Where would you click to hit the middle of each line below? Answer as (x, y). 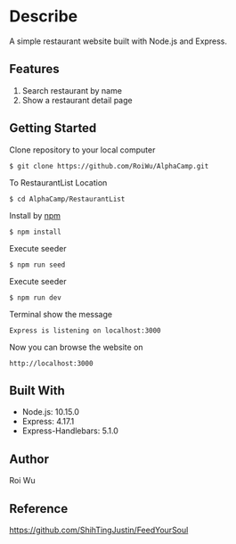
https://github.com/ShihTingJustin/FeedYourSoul (99, 530)
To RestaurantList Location (58, 182)
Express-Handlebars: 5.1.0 (70, 431)
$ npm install (36, 232)
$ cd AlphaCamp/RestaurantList (67, 199)
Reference (39, 509)
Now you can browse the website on (77, 347)
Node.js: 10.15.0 (51, 412)
